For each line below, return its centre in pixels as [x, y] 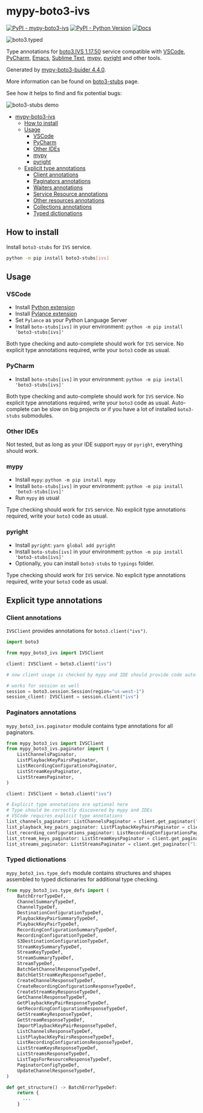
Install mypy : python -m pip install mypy [65, 480]
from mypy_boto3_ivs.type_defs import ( [58, 890]
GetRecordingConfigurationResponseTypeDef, [73, 1009]
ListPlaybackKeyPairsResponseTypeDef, [66, 1037]
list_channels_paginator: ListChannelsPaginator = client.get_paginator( [101, 822]
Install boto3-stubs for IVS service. [49, 247]
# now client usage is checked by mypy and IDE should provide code [94, 675]
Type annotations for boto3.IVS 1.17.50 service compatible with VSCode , [96, 51]
